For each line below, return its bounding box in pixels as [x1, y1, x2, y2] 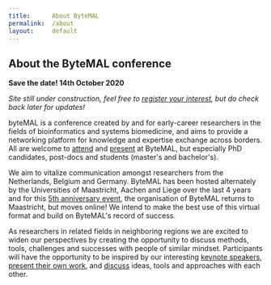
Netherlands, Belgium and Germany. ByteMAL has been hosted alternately [8, 177, 256, 187]
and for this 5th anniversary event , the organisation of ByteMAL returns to [8, 194, 255, 203]
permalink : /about [8, 19, 74, 27]
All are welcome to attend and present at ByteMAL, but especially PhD [8, 144, 243, 153]
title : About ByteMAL [8, 11, 100, 20]
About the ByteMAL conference [8, 57, 172, 70]
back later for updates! [8, 103, 85, 112]
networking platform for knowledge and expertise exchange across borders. [8, 135, 263, 145]
